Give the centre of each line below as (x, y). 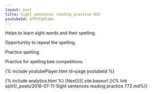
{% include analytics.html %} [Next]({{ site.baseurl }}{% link (66, 81)
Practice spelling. (23, 52)
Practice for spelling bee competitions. (44, 62)
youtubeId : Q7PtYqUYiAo (30, 19)
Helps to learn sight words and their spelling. (51, 33)
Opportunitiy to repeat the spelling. (41, 43)
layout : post (19, 10)
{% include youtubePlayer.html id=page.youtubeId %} (60, 71)
